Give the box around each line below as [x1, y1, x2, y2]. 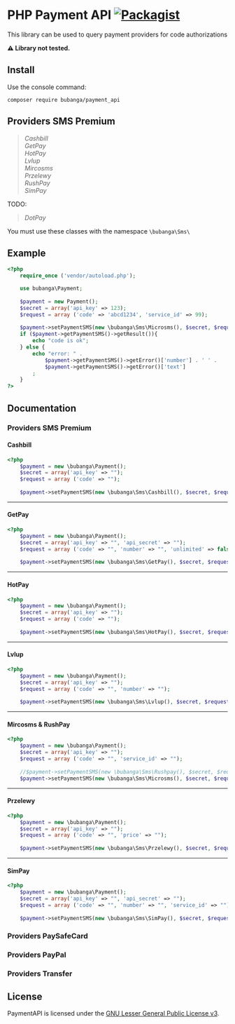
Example [7, 247, 46, 259]
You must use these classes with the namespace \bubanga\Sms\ [7, 227, 190, 235]
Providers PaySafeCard [7, 931, 89, 941]
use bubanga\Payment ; [20, 285, 83, 292]
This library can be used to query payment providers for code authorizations [7, 30, 228, 39]
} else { [20, 344, 45, 351]
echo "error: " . [32, 350, 83, 357]
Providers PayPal [7, 950, 66, 960]
